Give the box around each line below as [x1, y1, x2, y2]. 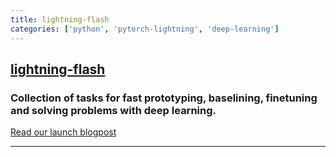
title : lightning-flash [10, 14, 110, 25]
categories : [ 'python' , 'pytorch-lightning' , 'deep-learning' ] [10, 24, 280, 34]
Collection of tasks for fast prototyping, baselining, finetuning [10, 91, 318, 105]
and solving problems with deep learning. [10, 103, 217, 117]
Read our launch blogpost [10, 126, 117, 138]
